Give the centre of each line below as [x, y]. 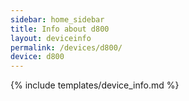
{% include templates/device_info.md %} [95, 85]
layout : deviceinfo [51, 38]
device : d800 [37, 57]
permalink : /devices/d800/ [66, 47]
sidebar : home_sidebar [57, 19]
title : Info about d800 [60, 29]
